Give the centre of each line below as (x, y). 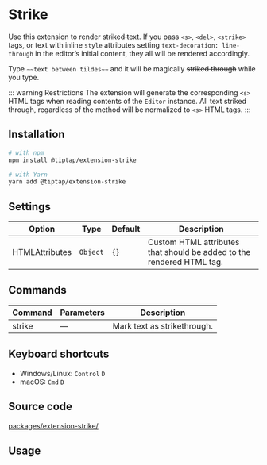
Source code (41, 407)
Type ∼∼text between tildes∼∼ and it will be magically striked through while (132, 68)
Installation (37, 135)
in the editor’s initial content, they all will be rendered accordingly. (143, 53)
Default (126, 229)
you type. (24, 77)
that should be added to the (199, 252)
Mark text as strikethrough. (163, 325)
